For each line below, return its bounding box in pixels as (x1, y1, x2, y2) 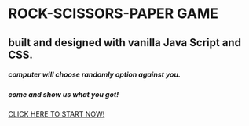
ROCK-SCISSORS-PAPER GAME (8, 5, 218, 23)
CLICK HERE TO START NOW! (8, 109, 105, 118)
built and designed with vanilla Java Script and (8, 36, 242, 49)
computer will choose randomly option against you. (8, 70, 181, 79)
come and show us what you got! (8, 89, 119, 99)
